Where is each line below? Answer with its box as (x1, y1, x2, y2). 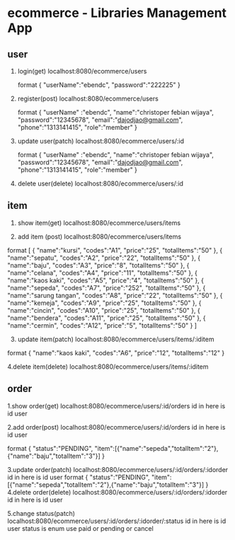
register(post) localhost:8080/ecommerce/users (17, 94, 159, 103)
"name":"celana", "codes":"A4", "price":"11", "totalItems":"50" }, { (7, 268, 198, 277)
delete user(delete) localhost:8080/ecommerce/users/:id (17, 179, 184, 188)
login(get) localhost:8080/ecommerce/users (17, 67, 147, 75)
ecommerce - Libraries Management (7, 5, 227, 21)
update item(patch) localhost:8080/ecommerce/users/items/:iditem (17, 335, 214, 343)
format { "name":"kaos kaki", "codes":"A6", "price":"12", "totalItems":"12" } (7, 348, 225, 357)
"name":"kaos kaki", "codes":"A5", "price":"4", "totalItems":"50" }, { (7, 276, 204, 285)
